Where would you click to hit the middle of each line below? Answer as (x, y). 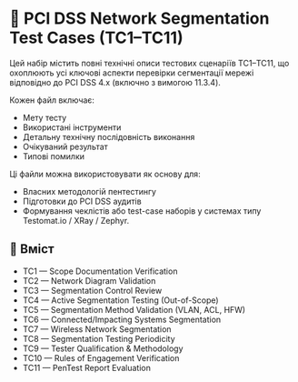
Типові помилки (53, 156)
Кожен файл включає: (52, 100)
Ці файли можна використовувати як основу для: (105, 174)
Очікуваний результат (65, 146)
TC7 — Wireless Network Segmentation (97, 329)
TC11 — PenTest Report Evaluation (87, 367)
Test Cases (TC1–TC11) (96, 38)
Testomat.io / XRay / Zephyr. (76, 220)
